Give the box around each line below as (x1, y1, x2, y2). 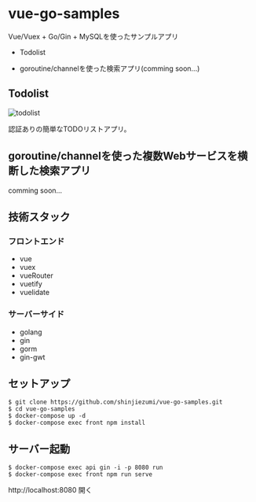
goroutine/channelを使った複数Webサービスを (8, 149, 238, 163)
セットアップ (8, 377, 71, 390)
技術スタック (8, 210, 71, 223)
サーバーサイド (8, 308, 65, 319)
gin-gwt (19, 352, 46, 362)
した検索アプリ (18, 164, 91, 178)
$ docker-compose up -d (8, 412, 86, 420)
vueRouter (19, 271, 53, 280)
